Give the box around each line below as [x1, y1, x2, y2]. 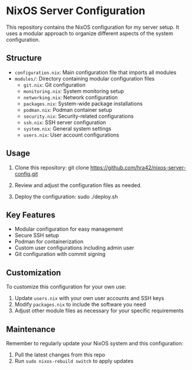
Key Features [6, 210, 56, 220]
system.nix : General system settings [23, 125, 112, 132]
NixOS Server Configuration [6, 4, 146, 18]
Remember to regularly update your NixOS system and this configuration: [6, 340, 184, 346]
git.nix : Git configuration [23, 81, 86, 88]
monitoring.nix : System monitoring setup [23, 87, 124, 95]
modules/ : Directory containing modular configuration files [14, 75, 155, 82]
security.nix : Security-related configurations [23, 112, 134, 119]
